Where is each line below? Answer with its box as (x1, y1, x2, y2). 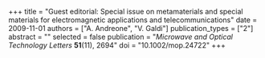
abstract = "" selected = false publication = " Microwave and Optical (8, 32, 233, 41)
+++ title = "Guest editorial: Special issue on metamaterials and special (8, 7, 243, 16)
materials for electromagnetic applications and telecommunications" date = (8, 15, 258, 25)
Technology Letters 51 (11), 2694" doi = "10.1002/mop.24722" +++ (8, 41, 226, 50)
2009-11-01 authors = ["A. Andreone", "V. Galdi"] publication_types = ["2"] (8, 24, 254, 33)
